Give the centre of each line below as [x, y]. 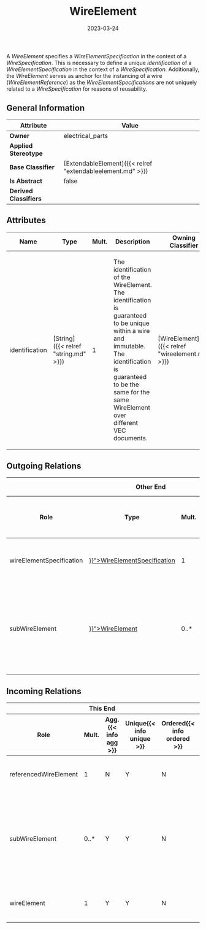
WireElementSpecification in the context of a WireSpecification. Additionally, [103, 69]
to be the [126, 384]
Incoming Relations [44, 691]
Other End [151, 487]
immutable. [129, 346]
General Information [46, 108]
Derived [21, 191]
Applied [21, 145]
